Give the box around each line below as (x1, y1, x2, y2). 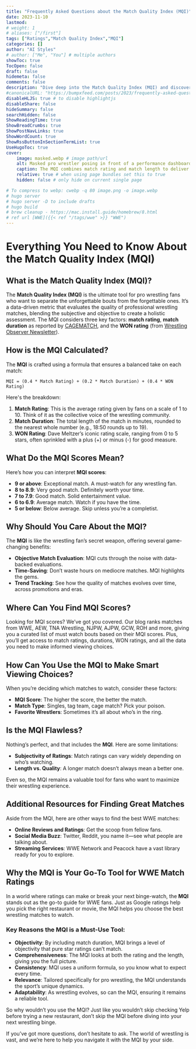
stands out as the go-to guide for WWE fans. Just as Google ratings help (6, 899, 181, 906)
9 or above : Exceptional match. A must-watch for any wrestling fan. (14, 480, 177, 487)
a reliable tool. (14, 995, 49, 1002)
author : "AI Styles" (6, 47, 57, 53)
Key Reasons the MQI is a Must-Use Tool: (6, 926, 125, 934)
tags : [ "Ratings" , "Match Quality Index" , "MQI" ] (6, 36, 124, 42)
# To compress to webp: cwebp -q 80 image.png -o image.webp (6, 188, 158, 194)
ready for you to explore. (14, 851, 74, 858)
